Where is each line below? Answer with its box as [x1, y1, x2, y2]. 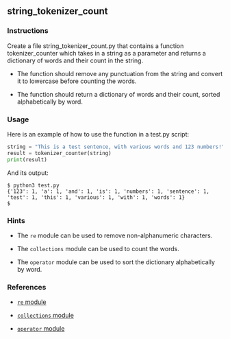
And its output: [7, 168, 49, 177]
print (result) [7, 156, 48, 163]
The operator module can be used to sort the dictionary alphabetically [16, 257, 216, 266]
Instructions [7, 26, 49, 36]
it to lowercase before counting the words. [16, 77, 137, 85]
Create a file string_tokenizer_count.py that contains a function [7, 41, 184, 50]
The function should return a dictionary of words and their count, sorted [16, 90, 220, 98]
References [7, 282, 47, 292]
